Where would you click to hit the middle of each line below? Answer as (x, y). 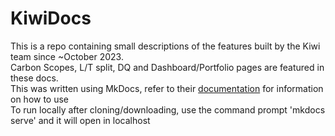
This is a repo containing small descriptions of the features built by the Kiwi (165, 46)
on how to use (40, 99)
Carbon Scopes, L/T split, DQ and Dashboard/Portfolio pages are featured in (167, 67)
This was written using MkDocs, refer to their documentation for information (167, 88)
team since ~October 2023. (67, 56)
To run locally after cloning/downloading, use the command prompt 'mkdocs (168, 109)
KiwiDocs (51, 18)
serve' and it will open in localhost (80, 120)
